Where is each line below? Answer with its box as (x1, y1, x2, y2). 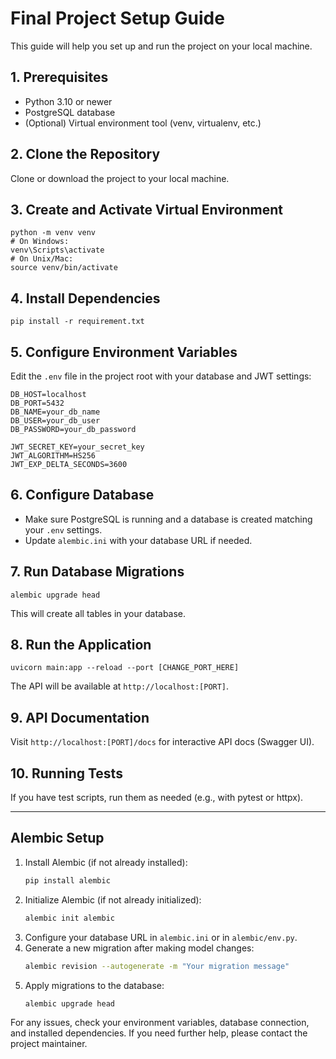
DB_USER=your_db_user (10, 416, 101, 426)
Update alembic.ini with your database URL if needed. (24, 534, 253, 546)
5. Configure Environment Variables (10, 343, 238, 361)
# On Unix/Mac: (10, 254, 74, 264)
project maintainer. (10, 1038, 88, 1050)
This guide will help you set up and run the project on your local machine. (10, 40, 313, 52)
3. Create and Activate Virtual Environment (10, 201, 283, 218)
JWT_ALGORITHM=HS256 (10, 451, 97, 461)
